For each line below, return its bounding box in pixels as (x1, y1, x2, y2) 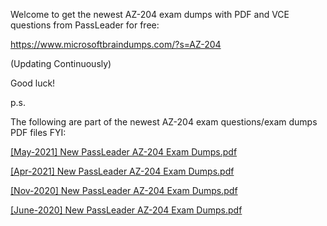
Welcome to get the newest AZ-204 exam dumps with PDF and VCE (10, 9, 290, 20)
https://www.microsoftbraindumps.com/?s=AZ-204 (10, 39, 222, 50)
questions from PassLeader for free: (10, 19, 160, 31)
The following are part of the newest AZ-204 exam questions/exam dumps (10, 116, 318, 128)
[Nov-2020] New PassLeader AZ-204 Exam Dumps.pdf (10, 185, 238, 196)
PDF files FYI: (10, 127, 67, 138)
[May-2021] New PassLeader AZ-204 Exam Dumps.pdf (10, 146, 238, 158)
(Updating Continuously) (10, 58, 112, 69)
